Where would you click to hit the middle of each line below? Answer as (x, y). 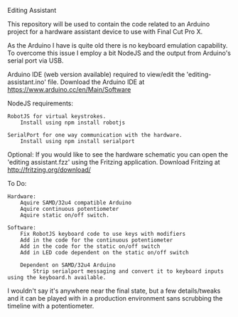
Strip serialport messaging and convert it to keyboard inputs (128, 271)
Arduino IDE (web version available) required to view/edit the (96, 74)
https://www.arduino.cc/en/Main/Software (69, 89)
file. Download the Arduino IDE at (96, 82)
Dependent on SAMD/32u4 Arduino (68, 265)
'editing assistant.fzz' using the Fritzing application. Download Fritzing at (114, 162)
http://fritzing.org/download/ (49, 170)
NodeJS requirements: (40, 103)
